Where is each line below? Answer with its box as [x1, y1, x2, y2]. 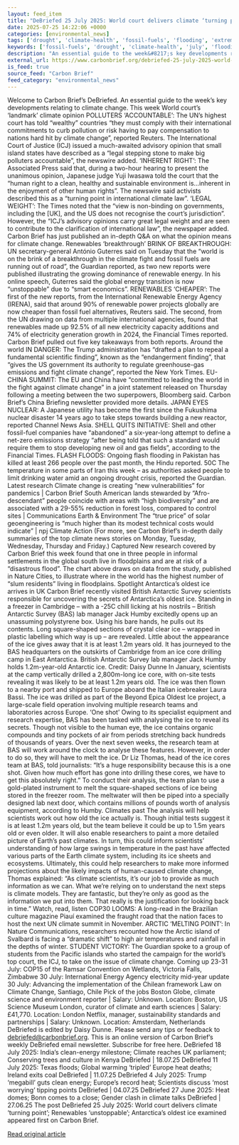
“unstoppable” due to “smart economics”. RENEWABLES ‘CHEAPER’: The [7, 285, 221, 294]
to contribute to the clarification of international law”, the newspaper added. [7, 225, 230, 233]
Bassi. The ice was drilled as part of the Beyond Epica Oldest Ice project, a [7, 693, 226, 701]
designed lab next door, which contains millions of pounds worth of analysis [7, 799, 230, 807]
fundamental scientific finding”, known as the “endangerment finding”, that [7, 353, 226, 361]
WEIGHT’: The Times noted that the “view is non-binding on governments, [7, 202, 225, 211]
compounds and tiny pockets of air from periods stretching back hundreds [7, 730, 226, 740]
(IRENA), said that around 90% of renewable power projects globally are [7, 300, 219, 309]
